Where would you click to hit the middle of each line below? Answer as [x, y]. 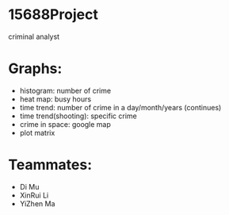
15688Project [53, 15]
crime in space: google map [65, 124]
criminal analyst [34, 36]
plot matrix [37, 132]
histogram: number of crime [65, 90]
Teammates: [50, 165]
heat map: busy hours [55, 99]
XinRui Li [34, 195]
